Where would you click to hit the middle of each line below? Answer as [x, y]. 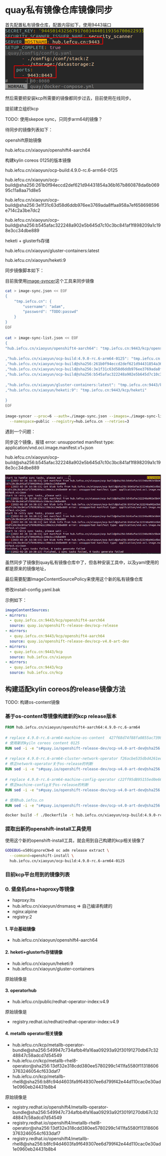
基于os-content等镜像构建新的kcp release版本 [61, 716]
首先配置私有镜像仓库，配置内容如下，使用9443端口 [58, 25]
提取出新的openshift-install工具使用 [48, 828]
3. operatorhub [21, 991]
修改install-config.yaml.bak [33, 589]
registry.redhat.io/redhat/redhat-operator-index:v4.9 [66, 1021]
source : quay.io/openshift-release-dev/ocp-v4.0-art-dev [69, 641]
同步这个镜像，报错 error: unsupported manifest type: [60, 442]
